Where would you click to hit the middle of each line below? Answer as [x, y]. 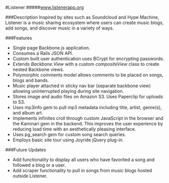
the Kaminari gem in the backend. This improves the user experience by [88, 124]
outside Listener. [30, 176]
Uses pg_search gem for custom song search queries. [69, 134]
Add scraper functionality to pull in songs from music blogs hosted [82, 171]
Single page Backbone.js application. [51, 48]
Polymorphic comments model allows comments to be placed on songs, [88, 75]
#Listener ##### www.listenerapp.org [45, 7]
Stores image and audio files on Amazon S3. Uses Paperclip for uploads [88, 97]
